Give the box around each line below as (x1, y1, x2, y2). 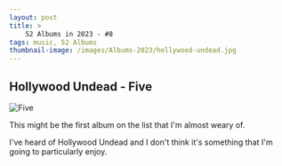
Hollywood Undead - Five (9, 79, 153, 94)
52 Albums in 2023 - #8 (25, 29, 114, 38)
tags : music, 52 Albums (9, 37, 98, 47)
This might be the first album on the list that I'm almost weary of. (9, 119, 246, 130)
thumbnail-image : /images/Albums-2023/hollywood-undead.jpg (9, 46, 238, 55)
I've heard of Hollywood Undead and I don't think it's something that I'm (9, 137, 273, 147)
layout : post (9, 12, 58, 22)
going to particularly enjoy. (9, 146, 108, 156)
